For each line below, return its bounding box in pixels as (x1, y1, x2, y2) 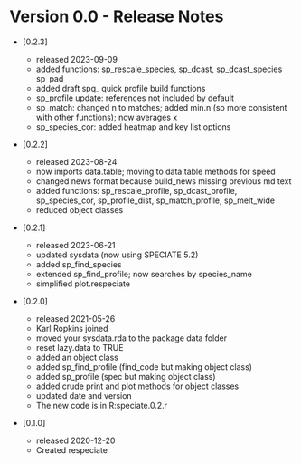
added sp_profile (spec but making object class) (35, 371, 216, 382)
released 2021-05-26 (35, 313, 116, 324)
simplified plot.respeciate (35, 278, 131, 289)
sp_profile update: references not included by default (35, 92, 235, 103)
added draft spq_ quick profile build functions (35, 82, 206, 93)
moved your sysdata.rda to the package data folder (35, 333, 228, 343)
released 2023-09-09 (35, 53, 118, 64)
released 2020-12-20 (35, 435, 116, 446)
